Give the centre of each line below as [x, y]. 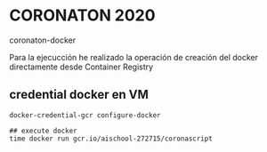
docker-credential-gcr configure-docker [85, 115]
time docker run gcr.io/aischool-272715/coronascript [111, 139]
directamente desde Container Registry [81, 67]
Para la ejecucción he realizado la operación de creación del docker [134, 57]
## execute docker [43, 131]
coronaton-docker [43, 40]
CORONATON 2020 [82, 16]
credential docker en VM [79, 95]
